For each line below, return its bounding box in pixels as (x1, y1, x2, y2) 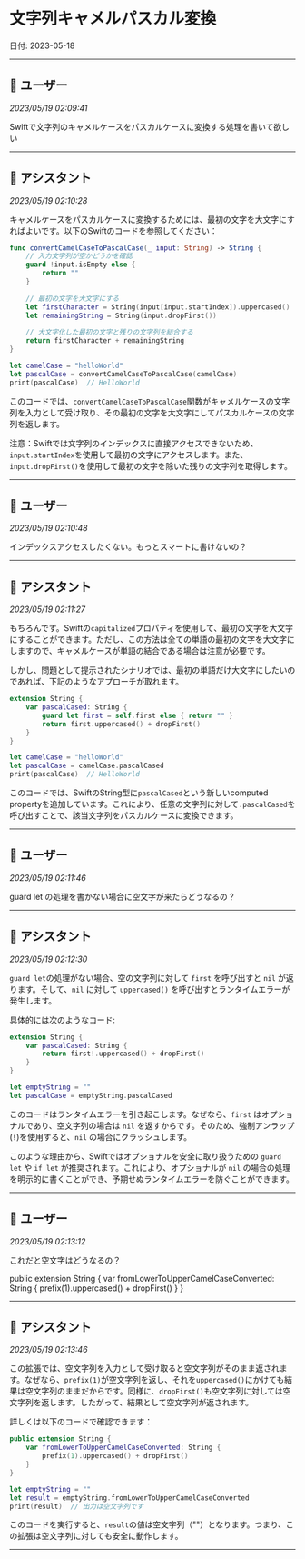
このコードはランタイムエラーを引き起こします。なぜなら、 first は (9, 1108, 262, 1119)
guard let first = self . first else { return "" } (42, 711, 233, 720)
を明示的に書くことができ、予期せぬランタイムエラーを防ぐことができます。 (9, 1174, 295, 1184)
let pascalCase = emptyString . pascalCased (9, 1091, 172, 1100)
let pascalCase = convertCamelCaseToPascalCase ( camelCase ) (9, 369, 238, 378)
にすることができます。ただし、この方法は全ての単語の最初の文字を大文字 (9, 634, 288, 645)
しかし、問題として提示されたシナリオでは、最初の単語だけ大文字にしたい (9, 665, 288, 675)
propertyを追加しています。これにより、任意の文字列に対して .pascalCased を (9, 799, 296, 810)
